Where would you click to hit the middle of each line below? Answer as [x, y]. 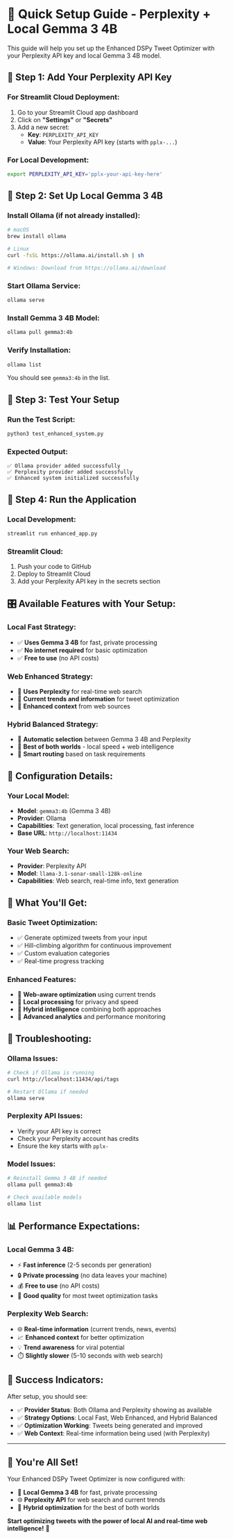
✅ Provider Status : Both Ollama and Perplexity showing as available [115, 1410]
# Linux [18, 249]
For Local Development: [48, 160]
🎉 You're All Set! [43, 1462]
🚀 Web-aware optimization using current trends [86, 995]
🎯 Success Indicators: [55, 1380]
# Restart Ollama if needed [48, 1092]
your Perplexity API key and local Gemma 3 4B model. [84, 56]
